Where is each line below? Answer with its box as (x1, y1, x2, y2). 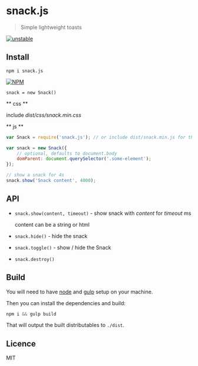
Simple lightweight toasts (20, 24, 82, 31)
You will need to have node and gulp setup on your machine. (6, 288, 153, 295)
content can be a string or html (14, 221, 90, 228)
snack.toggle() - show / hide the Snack (14, 244, 111, 251)
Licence (6, 338, 37, 349)
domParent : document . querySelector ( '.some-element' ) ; (16, 156, 151, 162)
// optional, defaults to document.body (16, 151, 117, 156)
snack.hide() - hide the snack (14, 232, 88, 240)
